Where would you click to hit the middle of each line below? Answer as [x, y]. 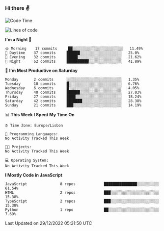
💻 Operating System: [27, 161]
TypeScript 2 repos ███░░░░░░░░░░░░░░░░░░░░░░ [82, 201]
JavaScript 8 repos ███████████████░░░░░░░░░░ [82, 184]
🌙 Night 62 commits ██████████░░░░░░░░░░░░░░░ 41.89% [73, 62]
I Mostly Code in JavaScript [34, 175]
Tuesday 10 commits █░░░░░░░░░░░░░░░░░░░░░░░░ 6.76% [72, 84]
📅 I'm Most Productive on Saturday [41, 71]
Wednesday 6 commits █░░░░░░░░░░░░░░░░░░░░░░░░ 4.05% [72, 88]
